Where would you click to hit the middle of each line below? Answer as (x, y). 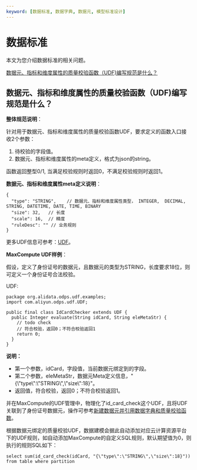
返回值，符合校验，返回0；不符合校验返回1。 (69, 391)
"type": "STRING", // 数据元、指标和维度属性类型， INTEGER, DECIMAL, (99, 201)
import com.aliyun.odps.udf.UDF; (47, 302)
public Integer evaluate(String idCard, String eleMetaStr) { (89, 318)
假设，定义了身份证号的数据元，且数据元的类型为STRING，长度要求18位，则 (98, 267)
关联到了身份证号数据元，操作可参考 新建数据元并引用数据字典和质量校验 (94, 411)
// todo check (34, 323)
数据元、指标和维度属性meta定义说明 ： (54, 184)
